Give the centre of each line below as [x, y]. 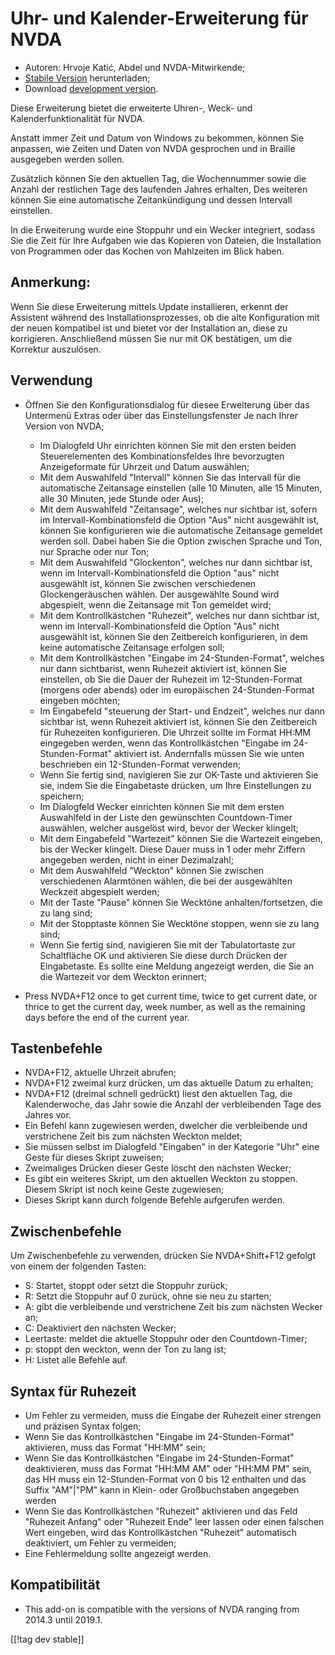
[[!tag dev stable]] [47, 1639]
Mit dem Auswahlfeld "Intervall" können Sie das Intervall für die [170, 477]
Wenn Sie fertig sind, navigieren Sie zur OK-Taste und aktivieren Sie [179, 774]
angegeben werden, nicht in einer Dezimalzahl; [136, 859]
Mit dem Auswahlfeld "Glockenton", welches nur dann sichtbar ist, [176, 562]
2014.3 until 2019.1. [63, 1619]
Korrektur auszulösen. [56, 349]
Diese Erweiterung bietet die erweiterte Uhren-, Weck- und [131, 108]
